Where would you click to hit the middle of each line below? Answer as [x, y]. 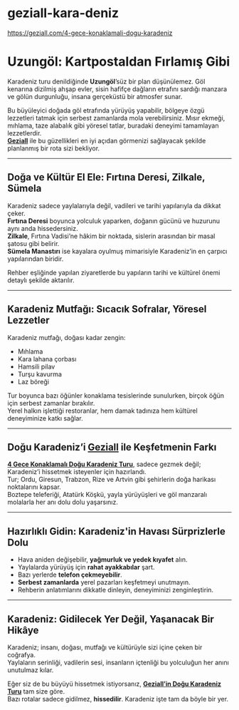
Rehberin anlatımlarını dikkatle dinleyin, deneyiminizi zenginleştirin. [116, 590]
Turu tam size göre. [36, 691]
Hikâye [23, 630]
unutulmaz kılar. [31, 670]
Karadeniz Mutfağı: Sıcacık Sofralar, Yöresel [107, 309]
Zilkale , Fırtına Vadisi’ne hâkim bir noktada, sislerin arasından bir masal [111, 236]
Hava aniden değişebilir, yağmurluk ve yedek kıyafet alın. [102, 560]
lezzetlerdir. [25, 133]
